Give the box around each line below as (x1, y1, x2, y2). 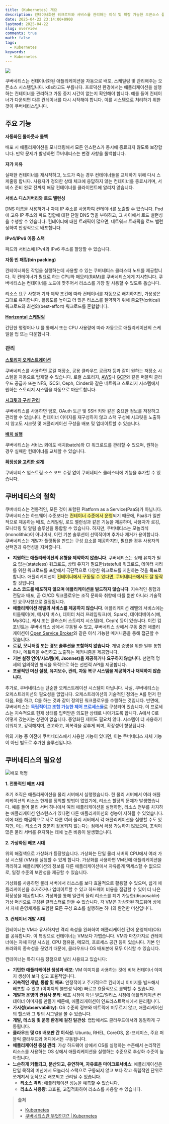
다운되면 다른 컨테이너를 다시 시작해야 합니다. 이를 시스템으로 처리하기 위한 (14, 97, 161, 103)
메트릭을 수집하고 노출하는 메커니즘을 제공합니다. (23, 649, 119, 655)
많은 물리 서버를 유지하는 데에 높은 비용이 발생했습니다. (5, 829, 113, 835)
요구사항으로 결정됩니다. (18, 599, 65, 605)
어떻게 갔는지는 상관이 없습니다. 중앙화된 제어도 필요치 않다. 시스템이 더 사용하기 (5, 716, 162, 722)
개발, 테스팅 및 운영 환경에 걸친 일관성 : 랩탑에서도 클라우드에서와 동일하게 (12, 1017, 155, 1023)
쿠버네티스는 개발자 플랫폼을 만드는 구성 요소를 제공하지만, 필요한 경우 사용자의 (5, 538, 160, 544)
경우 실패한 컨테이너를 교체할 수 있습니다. (5, 448, 86, 454)
